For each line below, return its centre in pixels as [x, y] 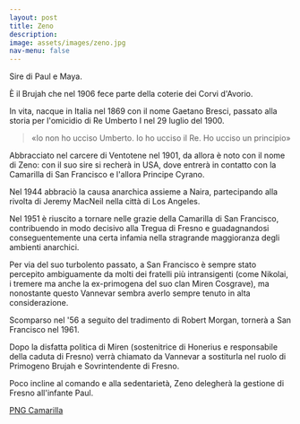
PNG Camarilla [36, 411]
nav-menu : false [39, 51]
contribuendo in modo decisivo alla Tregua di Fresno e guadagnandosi [139, 229]
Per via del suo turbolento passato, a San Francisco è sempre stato [133, 264]
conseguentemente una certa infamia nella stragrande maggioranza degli [145, 238]
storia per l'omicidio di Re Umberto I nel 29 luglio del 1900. [117, 121]
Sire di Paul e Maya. [46, 76]
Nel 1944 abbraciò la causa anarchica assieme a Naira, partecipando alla [144, 192]
